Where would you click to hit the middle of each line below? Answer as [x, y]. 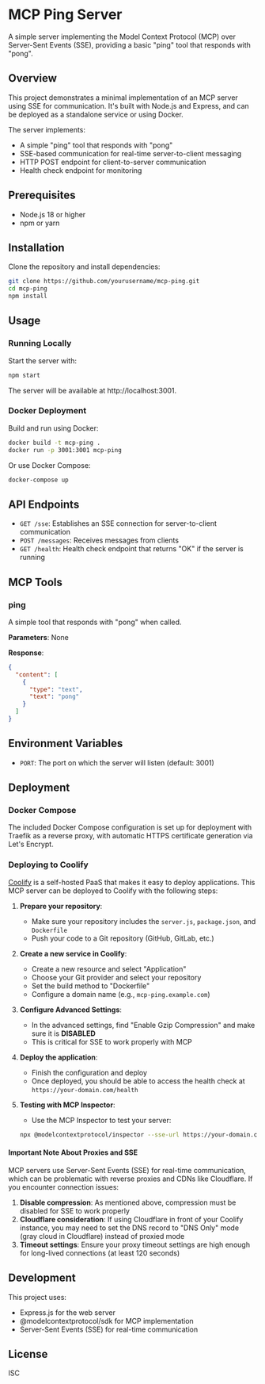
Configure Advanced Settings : [71, 1010]
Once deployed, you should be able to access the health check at [138, 1081]
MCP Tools [36, 582]
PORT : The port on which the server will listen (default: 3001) [117, 762]
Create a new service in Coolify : [73, 953]
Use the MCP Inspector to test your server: [101, 1120]
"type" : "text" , [56, 689]
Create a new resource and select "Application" [109, 968]
